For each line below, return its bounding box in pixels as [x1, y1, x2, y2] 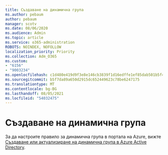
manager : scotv [5, 21, 37, 26]
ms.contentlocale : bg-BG [5, 86, 57, 91]
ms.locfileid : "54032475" [5, 95, 59, 100]
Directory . [5, 144, 26, 150]
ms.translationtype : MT [5, 81, 55, 86]
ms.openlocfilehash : [5, 72, 48, 77]
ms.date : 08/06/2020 [5, 26, 48, 31]
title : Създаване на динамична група [5, 7, 84, 12]
